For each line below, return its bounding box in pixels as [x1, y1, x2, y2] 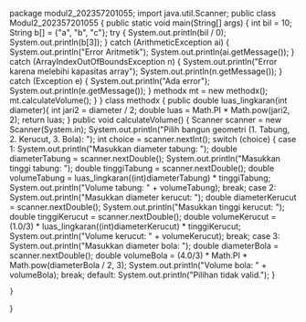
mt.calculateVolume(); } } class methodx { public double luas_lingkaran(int [9, 95, 288, 106]
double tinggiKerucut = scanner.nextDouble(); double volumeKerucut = [9, 212, 277, 222]
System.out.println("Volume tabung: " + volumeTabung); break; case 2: [9, 182, 277, 192]
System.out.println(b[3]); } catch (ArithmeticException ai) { [9, 36, 230, 47]
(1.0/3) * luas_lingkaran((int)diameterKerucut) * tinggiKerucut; [9, 221, 242, 232]
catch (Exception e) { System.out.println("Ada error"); [9, 76, 210, 86]
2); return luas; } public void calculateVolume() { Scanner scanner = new [9, 114, 281, 125]
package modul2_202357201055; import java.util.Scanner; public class [9, 8, 277, 18]
